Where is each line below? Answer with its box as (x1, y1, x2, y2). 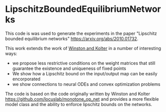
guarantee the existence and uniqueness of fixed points (12, 65, 126, 71)
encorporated (12, 76, 41, 82)
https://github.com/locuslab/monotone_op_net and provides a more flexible (5, 96, 159, 102)
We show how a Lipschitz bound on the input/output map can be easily (12, 70, 158, 76)
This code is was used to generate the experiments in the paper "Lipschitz (5, 30, 157, 36)
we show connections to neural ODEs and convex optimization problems (12, 81, 161, 87)
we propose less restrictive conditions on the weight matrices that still (12, 60, 156, 66)
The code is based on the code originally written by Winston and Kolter (5, 91, 150, 97)
